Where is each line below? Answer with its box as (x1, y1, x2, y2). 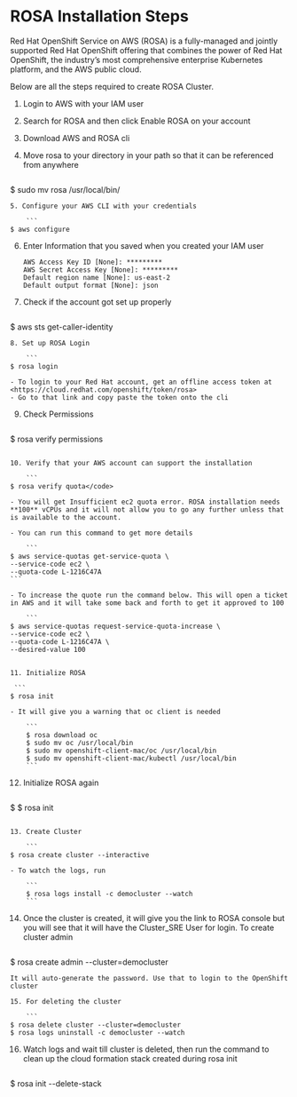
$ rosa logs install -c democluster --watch (26, 889, 193, 898)
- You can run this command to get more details (10, 529, 193, 537)
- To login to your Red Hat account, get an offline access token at (10, 378, 273, 386)
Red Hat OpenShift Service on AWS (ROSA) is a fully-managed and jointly (10, 36, 278, 46)
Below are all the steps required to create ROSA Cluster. (10, 81, 214, 91)
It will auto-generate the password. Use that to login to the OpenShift (10, 974, 289, 982)
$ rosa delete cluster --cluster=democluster (10, 1020, 181, 1029)
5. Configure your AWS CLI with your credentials (10, 202, 198, 211)
